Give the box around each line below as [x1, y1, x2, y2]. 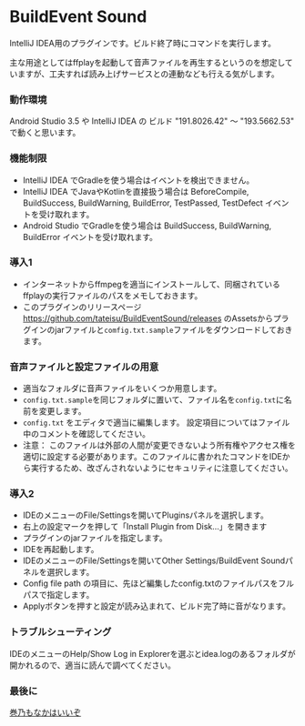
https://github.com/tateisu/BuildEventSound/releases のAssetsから [22, 312, 273, 324]
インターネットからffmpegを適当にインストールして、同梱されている [22, 278, 280, 289]
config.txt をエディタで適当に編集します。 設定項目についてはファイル [22, 417, 290, 429]
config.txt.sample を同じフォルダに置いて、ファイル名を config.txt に [22, 394, 284, 406]
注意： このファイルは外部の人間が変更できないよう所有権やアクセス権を [22, 439, 296, 451]
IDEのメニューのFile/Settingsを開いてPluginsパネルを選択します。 [22, 509, 269, 520]
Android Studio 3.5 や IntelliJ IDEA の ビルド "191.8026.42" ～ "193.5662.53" [9, 116, 294, 126]
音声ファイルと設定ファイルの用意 [9, 360, 159, 373]
